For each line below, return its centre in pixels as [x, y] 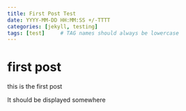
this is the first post [35, 87]
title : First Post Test [42, 14]
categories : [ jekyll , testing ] [53, 26]
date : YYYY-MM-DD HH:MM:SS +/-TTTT [59, 20]
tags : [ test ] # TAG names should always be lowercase [93, 33]
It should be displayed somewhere [56, 100]
